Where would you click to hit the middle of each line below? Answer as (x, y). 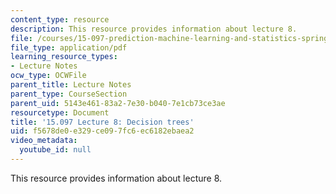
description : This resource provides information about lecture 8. (154, 29)
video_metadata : (44, 141)
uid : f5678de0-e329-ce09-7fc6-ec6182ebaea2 (102, 131)
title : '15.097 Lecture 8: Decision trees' (102, 122)
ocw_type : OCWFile (48, 76)
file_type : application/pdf (69, 47)
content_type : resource (60, 19)
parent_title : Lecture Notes (71, 85)
